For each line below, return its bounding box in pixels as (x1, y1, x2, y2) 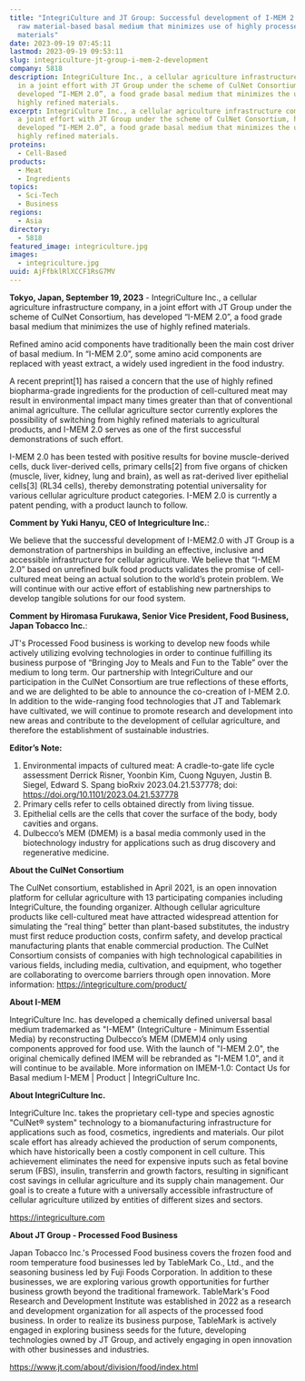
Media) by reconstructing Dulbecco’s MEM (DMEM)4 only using (9, 1033, 248, 1044)
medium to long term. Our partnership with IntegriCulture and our (9, 666, 254, 678)
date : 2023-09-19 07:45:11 (9, 38, 112, 48)
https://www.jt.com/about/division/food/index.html (9, 1361, 199, 1372)
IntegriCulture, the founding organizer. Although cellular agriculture (9, 902, 261, 912)
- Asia (17, 216, 43, 226)
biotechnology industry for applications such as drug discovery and (22, 837, 276, 848)
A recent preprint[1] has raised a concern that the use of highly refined (9, 375, 274, 387)
